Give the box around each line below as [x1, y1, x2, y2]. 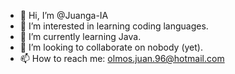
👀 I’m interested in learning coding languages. [19, 20, 209, 32]
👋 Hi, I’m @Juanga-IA [19, 10, 109, 21]
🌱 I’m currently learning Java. [19, 31, 142, 42]
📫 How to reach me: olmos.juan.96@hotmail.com [19, 53, 225, 64]
